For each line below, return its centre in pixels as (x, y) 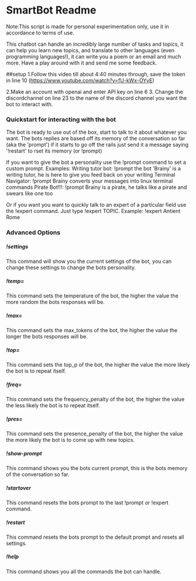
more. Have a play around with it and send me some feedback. (82, 63)
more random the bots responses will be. (56, 302)
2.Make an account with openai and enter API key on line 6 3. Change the (94, 92)
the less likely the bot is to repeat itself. (53, 405)
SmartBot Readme (51, 10)
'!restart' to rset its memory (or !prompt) (54, 151)
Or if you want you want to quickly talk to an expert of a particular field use (96, 205)
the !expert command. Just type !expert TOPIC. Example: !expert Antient (93, 211)
